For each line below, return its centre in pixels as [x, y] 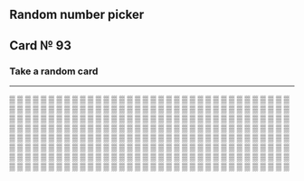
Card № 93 [41, 45]
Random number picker [77, 15]
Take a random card [54, 71]
